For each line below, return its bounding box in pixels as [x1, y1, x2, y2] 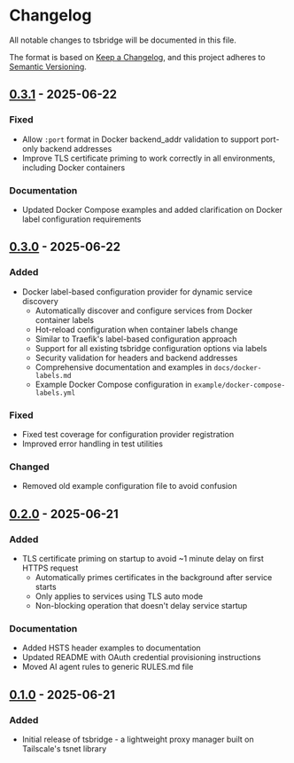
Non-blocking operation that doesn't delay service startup [35, 600, 248, 610]
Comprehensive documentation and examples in [35, 361, 213, 373]
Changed [9, 460, 50, 473]
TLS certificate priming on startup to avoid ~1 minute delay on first [21, 553, 264, 563]
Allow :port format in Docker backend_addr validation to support [21, 134, 259, 145]
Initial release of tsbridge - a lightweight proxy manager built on [21, 734, 254, 744]
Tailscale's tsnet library [21, 743, 107, 754]
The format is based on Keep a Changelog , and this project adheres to [9, 51, 266, 62]
